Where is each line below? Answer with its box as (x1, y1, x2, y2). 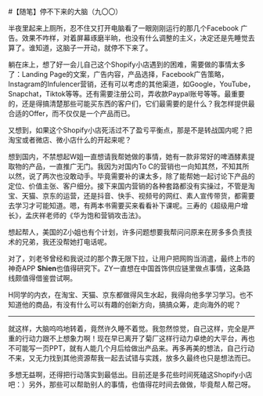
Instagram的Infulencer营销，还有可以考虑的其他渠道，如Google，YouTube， (8, 79, 255, 89)
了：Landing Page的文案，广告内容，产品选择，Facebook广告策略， (8, 70, 229, 78)
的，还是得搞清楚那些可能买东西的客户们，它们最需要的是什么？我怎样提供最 (8, 99, 255, 108)
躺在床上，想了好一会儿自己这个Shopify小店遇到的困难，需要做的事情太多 (8, 60, 246, 69)
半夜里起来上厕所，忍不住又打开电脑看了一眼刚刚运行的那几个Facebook (8, 24, 239, 33)
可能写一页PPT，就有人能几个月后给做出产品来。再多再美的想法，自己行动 (14, 343, 254, 353)
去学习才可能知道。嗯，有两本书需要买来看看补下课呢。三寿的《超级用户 (8, 201, 241, 210)
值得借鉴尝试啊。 (21, 274, 77, 282)
